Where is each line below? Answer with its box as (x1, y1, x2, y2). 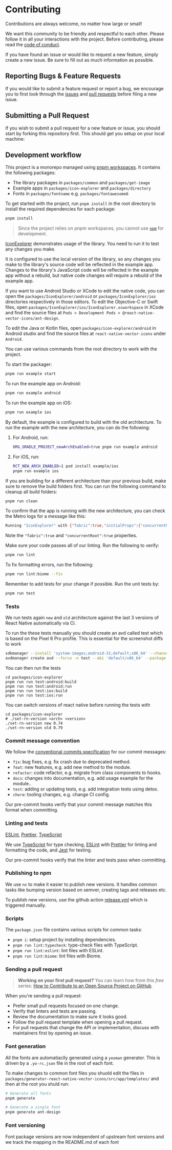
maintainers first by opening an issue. (12, 1030, 92, 1036)
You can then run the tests (5, 665, 61, 671)
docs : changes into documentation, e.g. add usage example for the (12, 775, 154, 781)
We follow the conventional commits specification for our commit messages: (5, 749, 167, 755)
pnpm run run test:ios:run (5, 692, 63, 698)
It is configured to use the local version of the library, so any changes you (5, 256, 160, 262)
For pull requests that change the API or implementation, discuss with (12, 1025, 160, 1031)
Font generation (5, 1043, 46, 1050)
